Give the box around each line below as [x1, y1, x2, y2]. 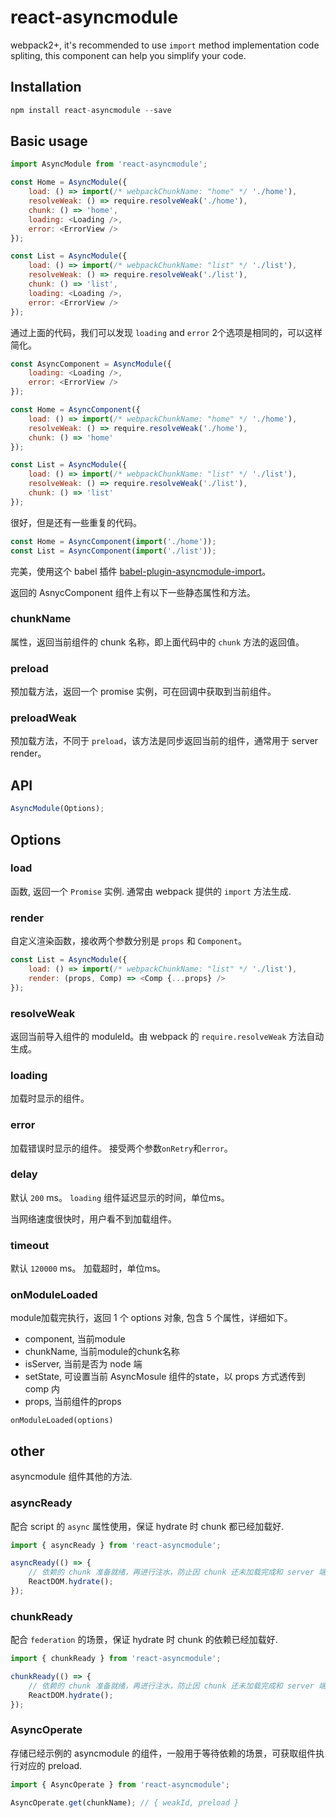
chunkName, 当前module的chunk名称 [24, 1346, 180, 1358]
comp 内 [24, 1383, 60, 1395]
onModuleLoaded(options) [10, 1416, 114, 1426]
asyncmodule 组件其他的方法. [10, 1471, 133, 1483]
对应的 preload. [18, 1759, 83, 1771]
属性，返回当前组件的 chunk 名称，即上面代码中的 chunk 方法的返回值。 [10, 636, 305, 648]
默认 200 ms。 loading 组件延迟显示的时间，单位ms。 [10, 1191, 230, 1203]
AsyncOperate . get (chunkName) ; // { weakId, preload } [10, 1797, 240, 1808]
